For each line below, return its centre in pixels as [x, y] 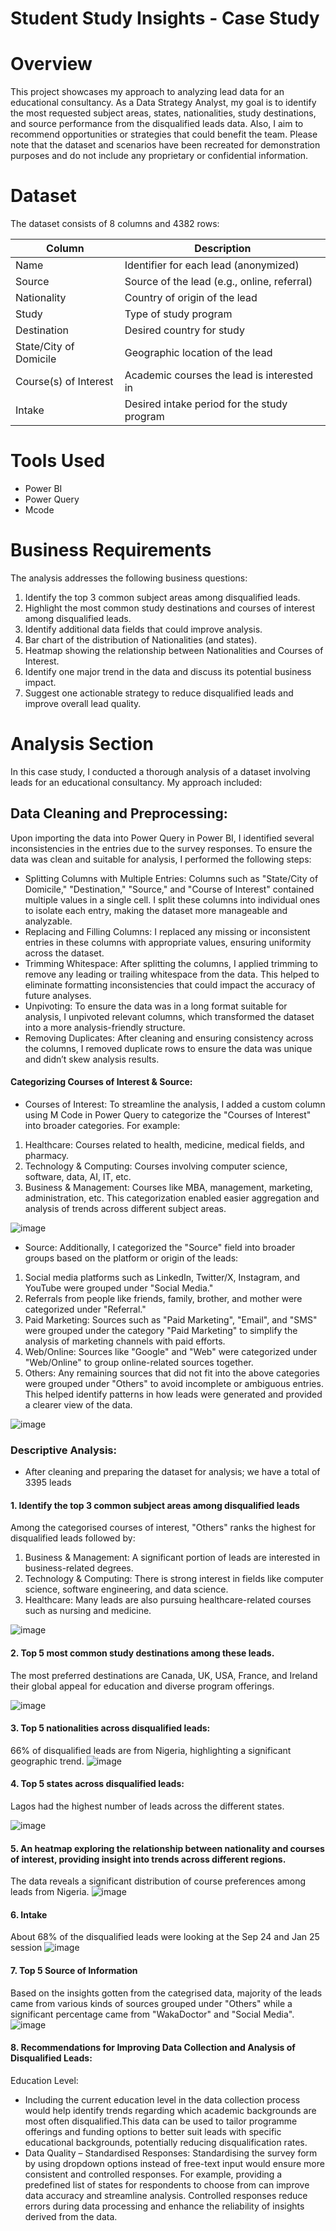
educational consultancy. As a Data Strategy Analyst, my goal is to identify [163, 103]
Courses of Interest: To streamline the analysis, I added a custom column [175, 1104]
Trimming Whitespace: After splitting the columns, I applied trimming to [171, 963]
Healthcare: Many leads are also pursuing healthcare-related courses [168, 1600]
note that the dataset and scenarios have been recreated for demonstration [165, 145]
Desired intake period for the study [206, 404]
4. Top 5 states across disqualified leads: [97, 1784]
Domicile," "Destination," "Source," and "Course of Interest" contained [169, 889]
